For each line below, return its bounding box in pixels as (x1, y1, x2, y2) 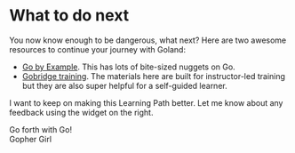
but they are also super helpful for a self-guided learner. (21, 80, 228, 91)
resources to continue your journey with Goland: (9, 44, 187, 54)
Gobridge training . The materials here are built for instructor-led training (21, 70, 286, 81)
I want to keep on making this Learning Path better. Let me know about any (9, 97, 283, 108)
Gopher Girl (9, 133, 52, 144)
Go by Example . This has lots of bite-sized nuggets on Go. (21, 61, 235, 72)
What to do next (9, 5, 130, 26)
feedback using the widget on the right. (9, 107, 154, 117)
